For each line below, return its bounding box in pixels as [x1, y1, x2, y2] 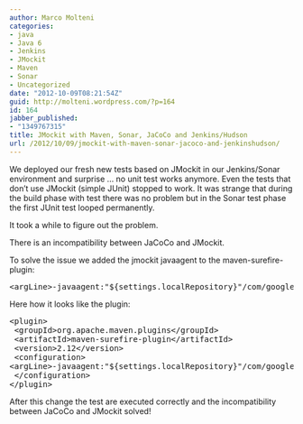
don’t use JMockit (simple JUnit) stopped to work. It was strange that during [9, 182, 293, 194]
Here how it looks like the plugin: [9, 299, 131, 309]
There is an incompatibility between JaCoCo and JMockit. [9, 236, 225, 248]
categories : [9, 22, 54, 31]
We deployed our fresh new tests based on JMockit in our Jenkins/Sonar [9, 163, 280, 174]
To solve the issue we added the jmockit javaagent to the [9, 254, 221, 265]
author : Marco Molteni [9, 13, 95, 23]
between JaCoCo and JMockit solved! [9, 405, 151, 416]
